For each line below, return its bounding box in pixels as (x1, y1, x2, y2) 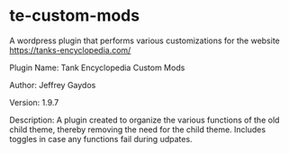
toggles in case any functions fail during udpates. (9, 133, 193, 144)
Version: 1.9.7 (9, 96, 59, 108)
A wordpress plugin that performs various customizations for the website (9, 35, 281, 46)
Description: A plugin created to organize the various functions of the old (9, 114, 280, 125)
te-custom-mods (9, 5, 140, 26)
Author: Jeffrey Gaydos (9, 79, 96, 90)
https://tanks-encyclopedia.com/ (9, 44, 131, 55)
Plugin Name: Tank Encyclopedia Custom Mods (9, 62, 185, 73)
